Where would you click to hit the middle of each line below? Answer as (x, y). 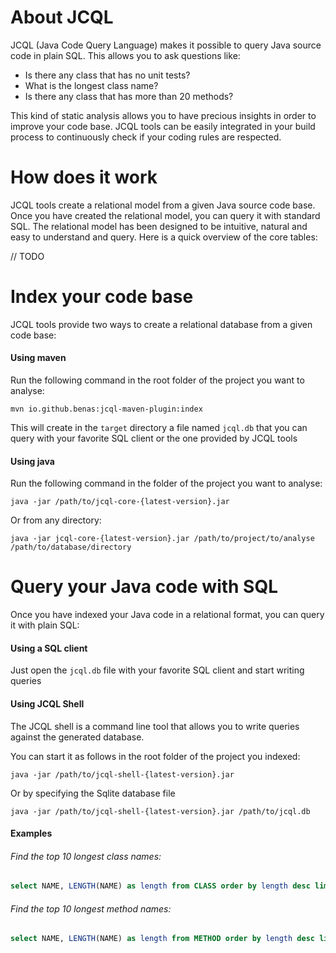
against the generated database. (77, 737)
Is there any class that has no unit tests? (107, 75)
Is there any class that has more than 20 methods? (129, 96)
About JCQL (62, 17)
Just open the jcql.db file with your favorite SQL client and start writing (157, 670)
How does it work (84, 177)
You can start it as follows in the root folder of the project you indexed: (155, 756)
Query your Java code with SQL (144, 587)
